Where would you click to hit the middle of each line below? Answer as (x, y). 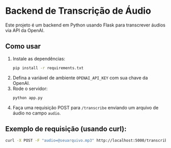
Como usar (23, 47)
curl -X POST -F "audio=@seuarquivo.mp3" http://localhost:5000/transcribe (87, 141)
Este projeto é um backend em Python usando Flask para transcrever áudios (85, 25)
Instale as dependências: (39, 58)
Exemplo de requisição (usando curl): (66, 129)
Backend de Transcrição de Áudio (78, 11)
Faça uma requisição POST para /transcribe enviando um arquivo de (85, 107)
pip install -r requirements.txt (48, 68)
